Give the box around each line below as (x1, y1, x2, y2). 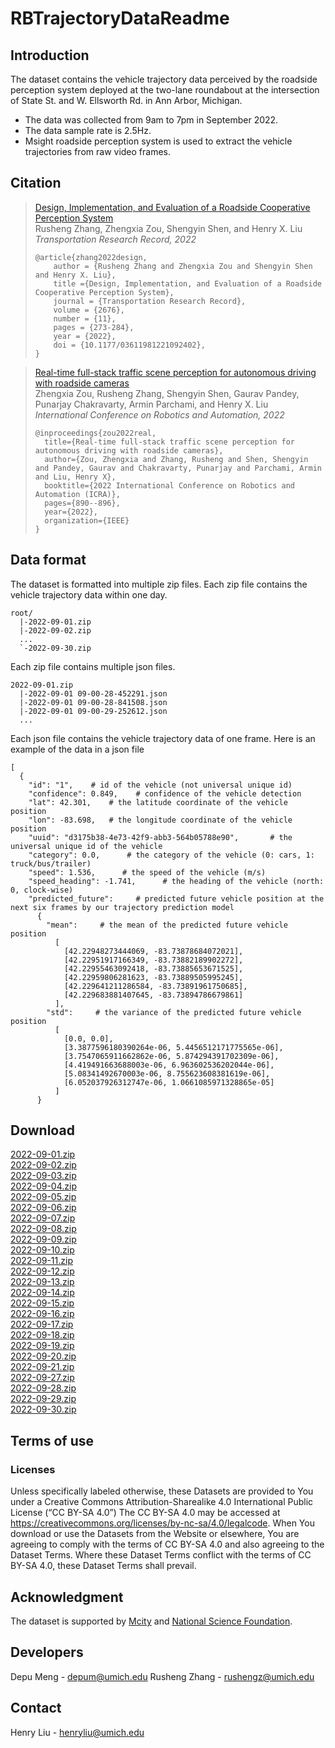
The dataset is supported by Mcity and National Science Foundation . (10, 1615, 293, 1627)
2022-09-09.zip (10, 1233, 77, 1246)
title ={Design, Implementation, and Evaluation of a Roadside (53, 278, 322, 289)
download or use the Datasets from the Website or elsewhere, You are (10, 1528, 300, 1540)
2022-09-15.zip (10, 1297, 75, 1309)
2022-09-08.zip (10, 1223, 77, 1235)
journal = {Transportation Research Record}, (53, 296, 247, 306)
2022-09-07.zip (10, 1212, 76, 1224)
